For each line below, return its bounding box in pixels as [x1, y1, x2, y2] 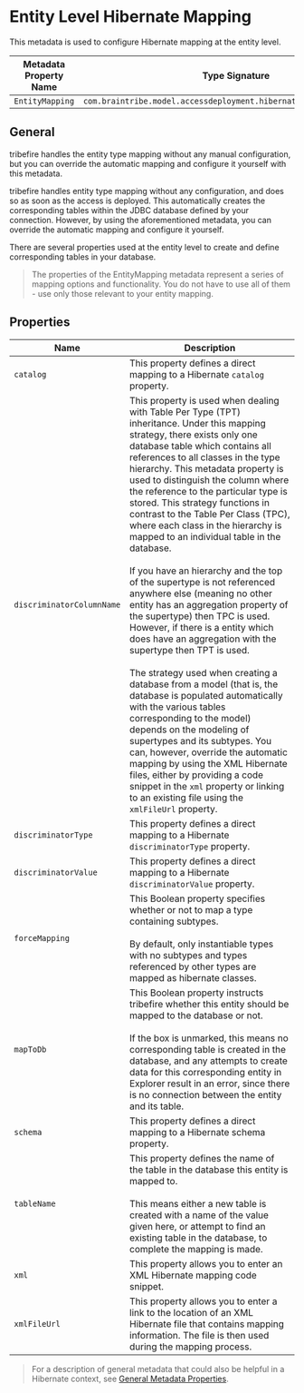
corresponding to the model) [129, 711, 252, 724]
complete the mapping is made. [129, 1242, 264, 1255]
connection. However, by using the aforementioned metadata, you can [9, 214, 271, 225]
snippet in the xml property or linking [129, 780, 285, 792]
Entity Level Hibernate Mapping [9, 6, 252, 27]
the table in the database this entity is [129, 1163, 289, 1176]
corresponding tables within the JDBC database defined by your [9, 204, 250, 215]
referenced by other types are [129, 960, 257, 973]
